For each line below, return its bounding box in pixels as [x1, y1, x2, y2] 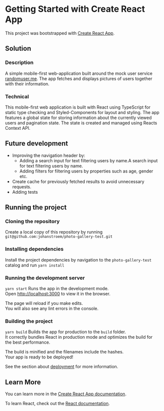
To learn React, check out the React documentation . [5, 401, 110, 407]
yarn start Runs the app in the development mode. [5, 286, 109, 292]
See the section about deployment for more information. [5, 364, 118, 370]
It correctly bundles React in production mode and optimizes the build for [5, 334, 153, 340]
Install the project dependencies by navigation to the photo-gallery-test [5, 257, 152, 263]
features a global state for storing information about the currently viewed [5, 115, 152, 120]
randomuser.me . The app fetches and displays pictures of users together [5, 75, 153, 82]
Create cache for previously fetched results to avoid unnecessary [12, 178, 144, 184]
